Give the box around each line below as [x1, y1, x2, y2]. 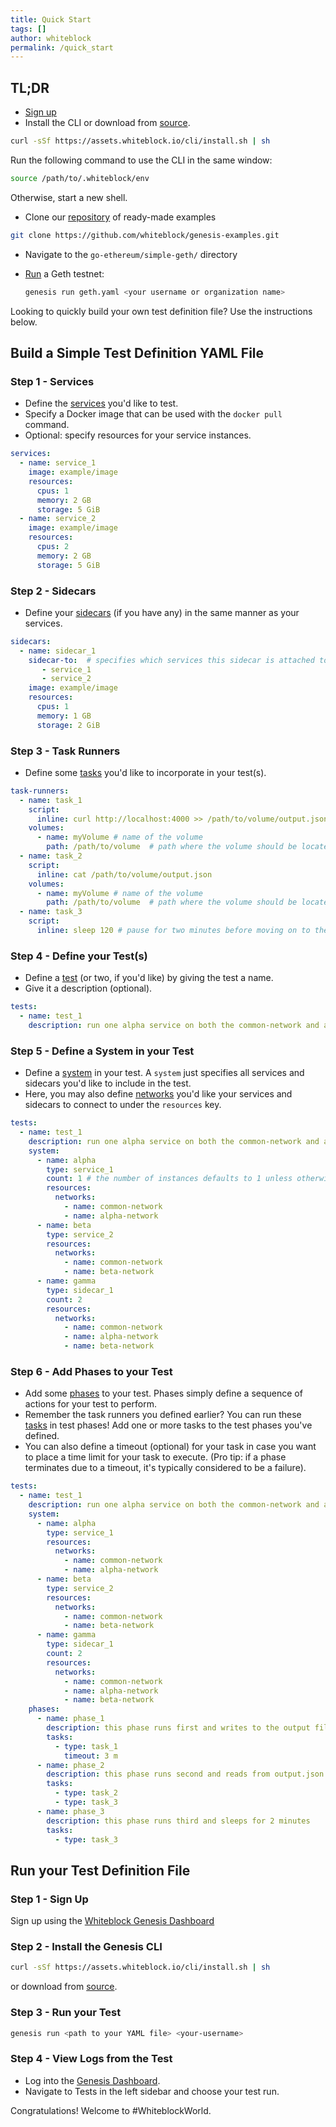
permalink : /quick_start [10, 42, 114, 53]
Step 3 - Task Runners [10, 744, 121, 758]
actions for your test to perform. [24, 1398, 157, 1410]
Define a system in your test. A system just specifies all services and [24, 1067, 305, 1079]
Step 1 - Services [10, 374, 95, 388]
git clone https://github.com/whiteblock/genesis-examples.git [10, 230, 280, 240]
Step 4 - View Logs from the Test [10, 2052, 173, 2066]
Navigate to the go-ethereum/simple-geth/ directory [24, 248, 238, 260]
